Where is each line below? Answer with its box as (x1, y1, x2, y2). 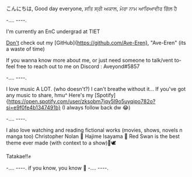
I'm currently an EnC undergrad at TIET (6, 28, 100, 35)
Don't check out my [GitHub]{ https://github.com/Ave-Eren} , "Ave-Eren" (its (6, 40, 186, 46)
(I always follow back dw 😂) (62, 104, 131, 111)
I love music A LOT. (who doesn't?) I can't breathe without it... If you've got (6, 86, 186, 92)
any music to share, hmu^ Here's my (6, 92, 93, 98)
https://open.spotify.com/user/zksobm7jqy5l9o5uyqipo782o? (8, 98, 156, 105)
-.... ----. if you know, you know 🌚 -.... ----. (6, 165, 109, 171)
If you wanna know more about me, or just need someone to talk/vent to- (6, 57, 182, 63)
